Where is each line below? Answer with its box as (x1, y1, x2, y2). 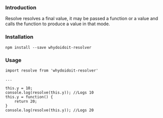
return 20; (14, 99, 37, 104)
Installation (5, 33, 34, 40)
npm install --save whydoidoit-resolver (5, 45, 92, 50)
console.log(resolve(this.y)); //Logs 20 (5, 107, 94, 112)
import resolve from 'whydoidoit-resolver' (5, 68, 99, 73)
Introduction (5, 4, 36, 11)
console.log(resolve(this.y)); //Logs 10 (5, 90, 94, 95)
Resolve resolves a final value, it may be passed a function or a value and (5, 16, 158, 22)
